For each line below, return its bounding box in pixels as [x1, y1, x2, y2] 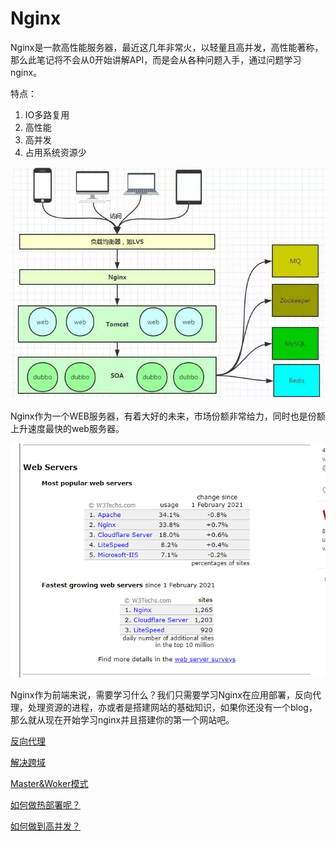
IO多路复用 [24, 108, 70, 121]
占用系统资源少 [24, 146, 87, 158]
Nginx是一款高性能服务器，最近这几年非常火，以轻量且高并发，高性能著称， [10, 41, 324, 53]
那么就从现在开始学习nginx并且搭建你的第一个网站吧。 [10, 714, 235, 726]
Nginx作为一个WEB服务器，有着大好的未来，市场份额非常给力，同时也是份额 [10, 410, 326, 422]
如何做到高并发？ [10, 820, 81, 832]
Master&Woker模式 [10, 778, 89, 790]
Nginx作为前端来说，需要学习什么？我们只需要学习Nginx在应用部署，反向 [10, 689, 313, 701]
